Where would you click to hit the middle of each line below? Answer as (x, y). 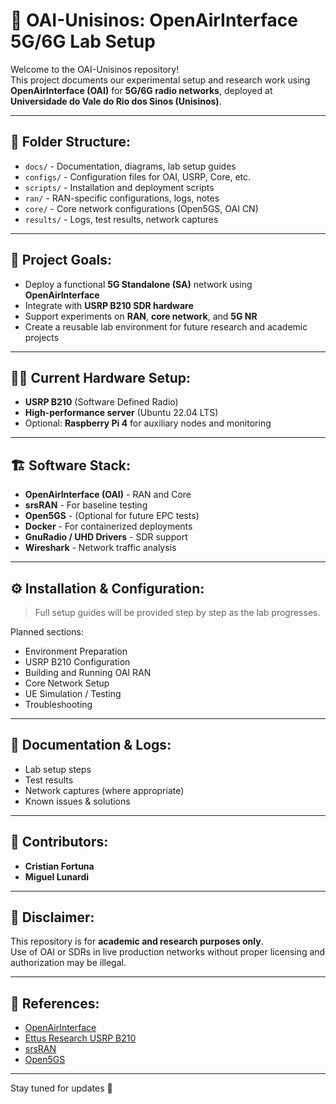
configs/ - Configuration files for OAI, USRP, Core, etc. (138, 176)
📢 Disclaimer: (52, 917)
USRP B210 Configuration (77, 662)
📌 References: (55, 1003)
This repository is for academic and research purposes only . (137, 941)
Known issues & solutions (77, 801)
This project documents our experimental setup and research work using (160, 80)
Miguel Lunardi (57, 876)
